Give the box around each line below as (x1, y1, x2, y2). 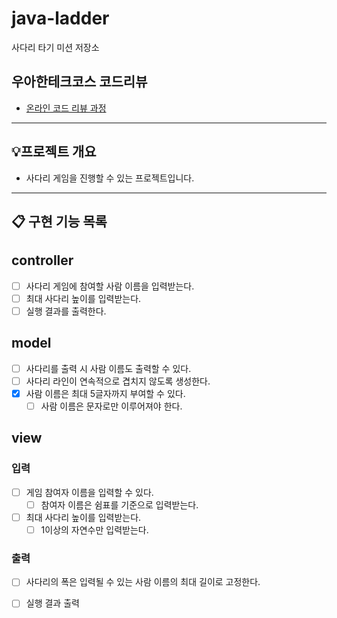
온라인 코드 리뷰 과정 (25, 102, 107, 114)
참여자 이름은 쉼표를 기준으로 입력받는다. (40, 498, 199, 511)
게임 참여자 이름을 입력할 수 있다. (25, 486, 154, 498)
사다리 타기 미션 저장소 (11, 41, 100, 53)
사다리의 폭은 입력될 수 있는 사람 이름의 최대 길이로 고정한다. (25, 576, 261, 588)
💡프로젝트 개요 (11, 143, 97, 161)
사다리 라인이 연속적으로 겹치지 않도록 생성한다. (25, 375, 211, 387)
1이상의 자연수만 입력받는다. (40, 523, 149, 536)
